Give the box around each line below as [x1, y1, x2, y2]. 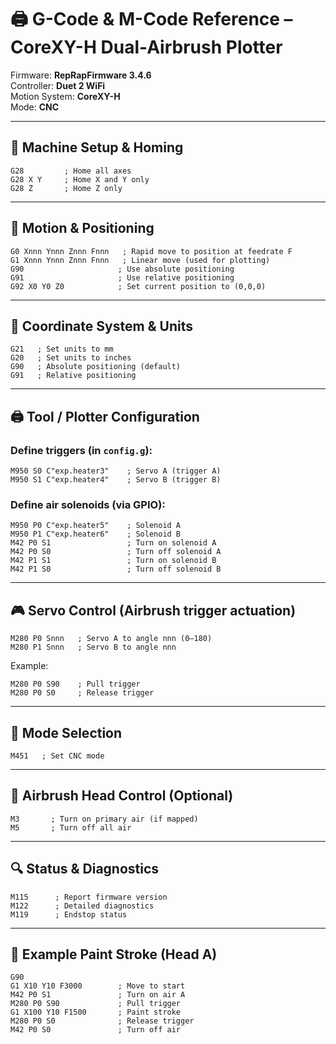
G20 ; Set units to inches [10, 353, 132, 363]
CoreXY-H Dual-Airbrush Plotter [10, 36, 283, 59]
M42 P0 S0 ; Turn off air [10, 1025, 182, 1035]
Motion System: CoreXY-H [10, 90, 121, 102]
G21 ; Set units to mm [10, 344, 114, 355]
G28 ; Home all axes [10, 166, 132, 176]
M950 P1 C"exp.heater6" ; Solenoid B [10, 529, 182, 540]
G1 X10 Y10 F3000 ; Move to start [10, 981, 186, 991]
